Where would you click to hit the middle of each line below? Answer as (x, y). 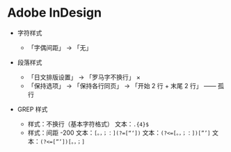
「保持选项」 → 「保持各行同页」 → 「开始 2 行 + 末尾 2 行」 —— (122, 85)
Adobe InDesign (55, 13)
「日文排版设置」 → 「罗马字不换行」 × (84, 77)
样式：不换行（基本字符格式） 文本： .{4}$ (88, 124)
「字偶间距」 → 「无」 (60, 47)
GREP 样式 (32, 109)
